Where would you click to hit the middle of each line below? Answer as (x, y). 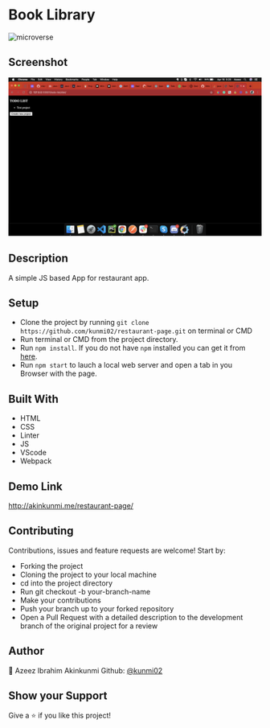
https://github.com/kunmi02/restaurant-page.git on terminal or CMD (136, 331)
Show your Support (58, 696)
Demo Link (35, 486)
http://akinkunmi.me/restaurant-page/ (71, 506)
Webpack (36, 461)
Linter (30, 435)
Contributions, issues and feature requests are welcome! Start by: (117, 550)
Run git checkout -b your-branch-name (85, 591)
